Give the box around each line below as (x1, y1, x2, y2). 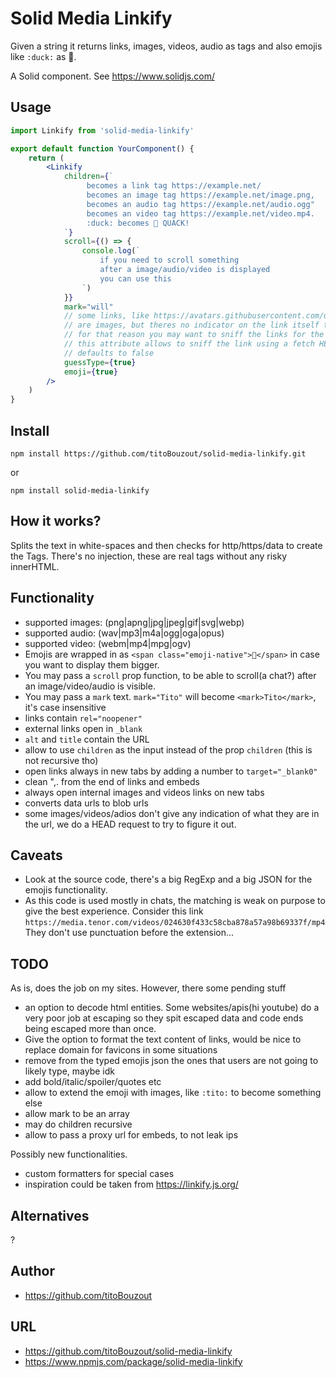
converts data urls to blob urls (24, 797, 149, 809)
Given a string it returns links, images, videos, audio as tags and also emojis (10, 40, 323, 52)
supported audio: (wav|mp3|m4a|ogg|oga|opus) (24, 627, 225, 639)
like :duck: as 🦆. (10, 50, 77, 62)
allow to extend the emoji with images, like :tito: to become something (24, 1087, 322, 1099)
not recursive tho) (24, 754, 99, 766)
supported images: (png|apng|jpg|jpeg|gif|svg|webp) (24, 616, 245, 628)
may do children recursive (24, 1118, 133, 1131)
